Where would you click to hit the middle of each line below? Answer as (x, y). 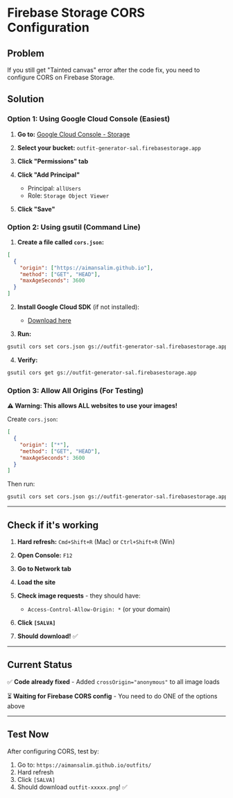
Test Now (28, 734)
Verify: (27, 360)
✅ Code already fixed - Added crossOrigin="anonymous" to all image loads (114, 681)
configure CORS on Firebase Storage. (61, 77)
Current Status (40, 665)
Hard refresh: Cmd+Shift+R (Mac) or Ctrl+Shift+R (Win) (96, 541)
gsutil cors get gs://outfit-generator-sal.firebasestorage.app (102, 373)
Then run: (21, 484)
